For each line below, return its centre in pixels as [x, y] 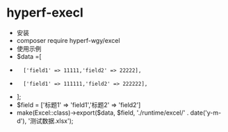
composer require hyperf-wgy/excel [68, 40]
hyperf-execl [45, 13]
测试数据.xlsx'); [51, 121]
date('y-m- [206, 113]
